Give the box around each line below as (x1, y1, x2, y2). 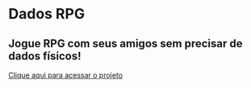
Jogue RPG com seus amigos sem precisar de (8, 37, 243, 50)
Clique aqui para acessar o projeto (8, 70, 123, 80)
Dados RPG (8, 5, 86, 23)
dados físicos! (8, 49, 82, 62)
